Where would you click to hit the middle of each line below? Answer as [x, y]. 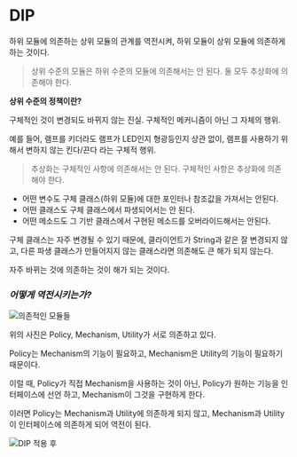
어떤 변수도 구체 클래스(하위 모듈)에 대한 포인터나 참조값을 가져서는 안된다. [150, 198]
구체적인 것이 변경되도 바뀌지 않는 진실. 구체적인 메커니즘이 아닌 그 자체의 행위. [145, 120]
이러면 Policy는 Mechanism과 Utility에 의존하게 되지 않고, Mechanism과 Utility [147, 414]
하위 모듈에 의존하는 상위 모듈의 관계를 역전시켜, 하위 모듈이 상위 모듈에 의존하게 [148, 41]
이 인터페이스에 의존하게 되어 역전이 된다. [80, 425]
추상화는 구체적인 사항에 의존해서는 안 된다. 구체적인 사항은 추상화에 [148, 169]
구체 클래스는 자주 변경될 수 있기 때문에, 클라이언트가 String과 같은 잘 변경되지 [144, 240]
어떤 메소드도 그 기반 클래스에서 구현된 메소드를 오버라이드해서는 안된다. [146, 221]
